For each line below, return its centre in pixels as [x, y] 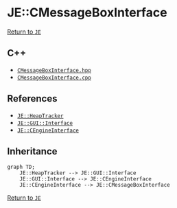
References [32, 99]
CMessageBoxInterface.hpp [54, 70]
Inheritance [32, 151]
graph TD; [21, 167]
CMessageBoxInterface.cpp [54, 78]
